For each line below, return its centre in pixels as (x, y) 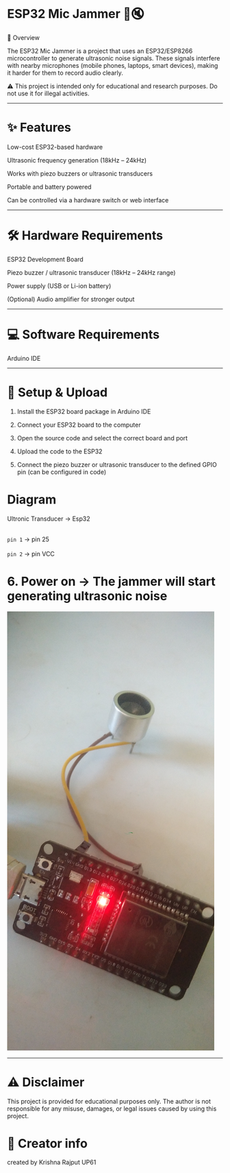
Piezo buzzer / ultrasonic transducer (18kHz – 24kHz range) (91, 272)
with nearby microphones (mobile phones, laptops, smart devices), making (113, 65)
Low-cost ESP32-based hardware (55, 147)
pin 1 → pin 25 (28, 539)
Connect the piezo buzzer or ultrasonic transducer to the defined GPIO (117, 464)
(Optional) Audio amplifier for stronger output (71, 299)
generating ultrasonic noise (87, 596)
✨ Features (39, 128)
